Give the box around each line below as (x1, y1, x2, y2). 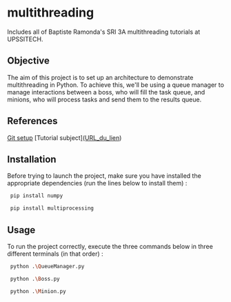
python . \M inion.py (10, 288, 67, 294)
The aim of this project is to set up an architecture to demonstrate (7, 73, 194, 81)
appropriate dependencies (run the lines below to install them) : (7, 179, 188, 188)
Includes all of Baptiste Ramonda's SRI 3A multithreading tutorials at (7, 28, 201, 36)
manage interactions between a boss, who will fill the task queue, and (7, 88, 205, 96)
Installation (7, 153, 57, 165)
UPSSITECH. (7, 34, 43, 43)
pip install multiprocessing (10, 205, 94, 212)
